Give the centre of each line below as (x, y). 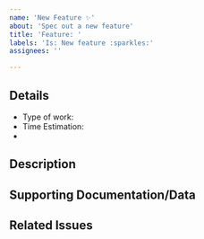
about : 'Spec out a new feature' (72, 26)
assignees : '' (36, 51)
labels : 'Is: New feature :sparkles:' (81, 43)
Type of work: (48, 117)
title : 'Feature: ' (46, 34)
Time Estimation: (53, 126)
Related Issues (51, 226)
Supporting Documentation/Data (102, 195)
